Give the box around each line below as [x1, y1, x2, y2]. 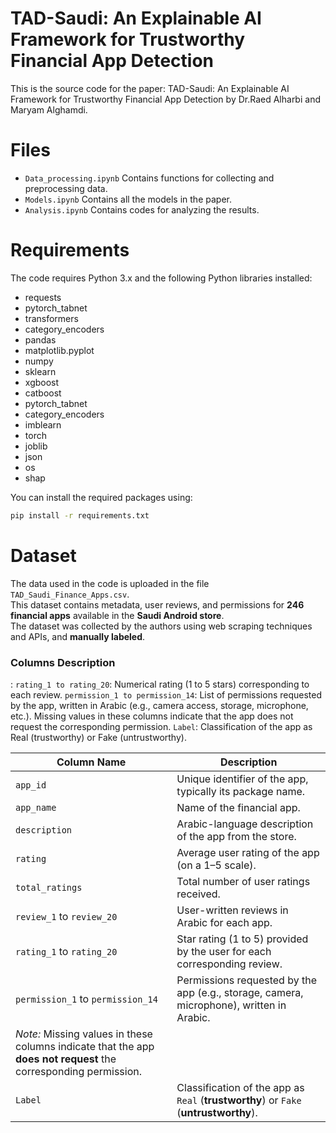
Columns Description [10, 655, 116, 669]
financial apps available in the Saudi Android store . [10, 609, 225, 621]
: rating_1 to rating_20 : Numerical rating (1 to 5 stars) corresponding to [10, 678, 310, 690]
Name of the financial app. [176, 800, 301, 814]
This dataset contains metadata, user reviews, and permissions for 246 [10, 598, 305, 611]
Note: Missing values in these [15, 1027, 153, 1041]
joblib [24, 440, 48, 452]
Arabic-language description [176, 817, 314, 831]
